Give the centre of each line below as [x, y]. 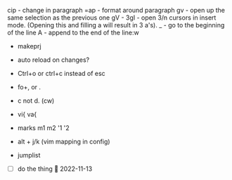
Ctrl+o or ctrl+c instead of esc [61, 73]
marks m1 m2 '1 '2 [44, 128]
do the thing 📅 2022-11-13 [55, 169]
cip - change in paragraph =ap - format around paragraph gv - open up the [116, 10]
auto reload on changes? [53, 60]
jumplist [29, 155]
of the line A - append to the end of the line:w [73, 32]
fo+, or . [29, 87]
